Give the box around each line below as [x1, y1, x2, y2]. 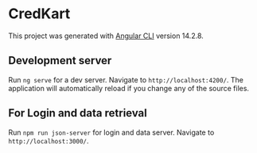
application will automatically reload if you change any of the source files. [8, 83, 249, 93]
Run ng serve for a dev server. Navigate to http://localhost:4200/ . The [8, 75, 244, 84]
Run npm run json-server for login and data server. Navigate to [8, 128, 215, 137]
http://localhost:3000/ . [8, 136, 89, 145]
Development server [8, 54, 112, 67]
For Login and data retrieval [8, 106, 147, 120]
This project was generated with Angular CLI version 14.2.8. [8, 31, 204, 40]
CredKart [8, 5, 71, 23]
